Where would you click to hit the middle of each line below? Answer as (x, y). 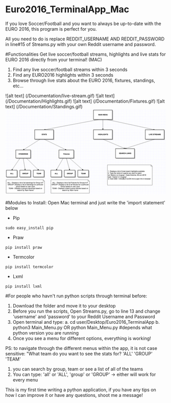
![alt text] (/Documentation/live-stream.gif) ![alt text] (60, 96)
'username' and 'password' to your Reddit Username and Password (84, 316)
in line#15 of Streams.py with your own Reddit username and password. (81, 44)
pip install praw (24, 247)
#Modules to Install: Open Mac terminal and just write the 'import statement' (86, 202)
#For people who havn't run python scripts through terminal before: (76, 296)
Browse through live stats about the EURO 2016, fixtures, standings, (84, 80)
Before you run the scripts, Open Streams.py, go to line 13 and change (87, 311)
